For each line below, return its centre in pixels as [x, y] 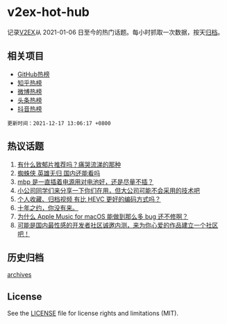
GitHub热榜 [33, 74]
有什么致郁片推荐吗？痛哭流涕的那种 [69, 164]
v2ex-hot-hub [49, 12]
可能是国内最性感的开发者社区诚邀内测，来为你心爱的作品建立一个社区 [118, 225]
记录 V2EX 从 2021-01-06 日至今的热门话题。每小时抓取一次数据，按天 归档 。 [116, 32]
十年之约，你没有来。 [48, 207]
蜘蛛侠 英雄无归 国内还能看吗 [59, 173]
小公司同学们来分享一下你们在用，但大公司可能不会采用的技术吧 [108, 190]
